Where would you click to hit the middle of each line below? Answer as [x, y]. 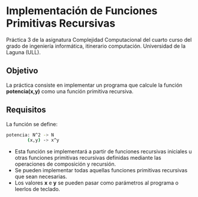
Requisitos [26, 110]
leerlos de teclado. [37, 189]
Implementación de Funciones [82, 11]
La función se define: [32, 124]
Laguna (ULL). [24, 52]
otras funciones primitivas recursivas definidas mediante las [88, 158]
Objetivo [22, 71]
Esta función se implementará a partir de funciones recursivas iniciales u [103, 152]
